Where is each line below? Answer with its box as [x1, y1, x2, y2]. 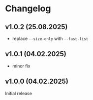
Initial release [5, 90, 32, 96]
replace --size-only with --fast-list [12, 35, 89, 41]
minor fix [12, 63, 31, 69]
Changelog [5, 3, 51, 14]
